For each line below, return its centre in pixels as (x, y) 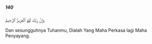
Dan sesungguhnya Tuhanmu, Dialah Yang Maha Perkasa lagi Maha (76, 30)
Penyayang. (18, 35)
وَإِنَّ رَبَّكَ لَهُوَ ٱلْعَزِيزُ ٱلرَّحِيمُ (25, 20)
